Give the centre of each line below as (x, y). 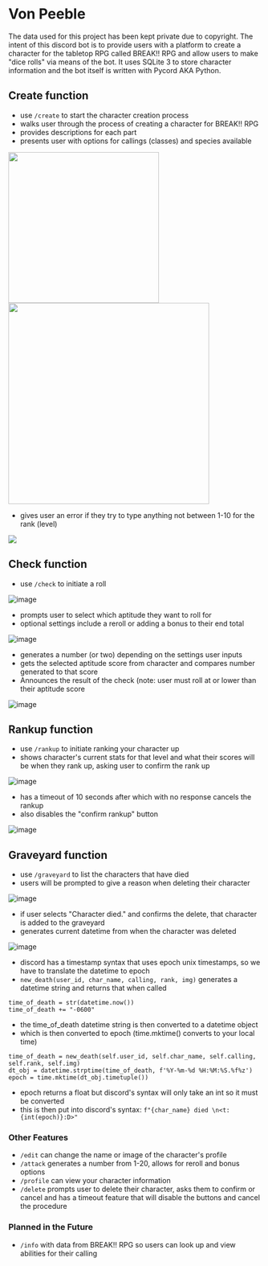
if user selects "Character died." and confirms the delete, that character (138, 915)
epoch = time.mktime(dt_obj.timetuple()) (79, 1078)
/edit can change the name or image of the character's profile (123, 1155)
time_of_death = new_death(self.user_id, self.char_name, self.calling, (132, 1057)
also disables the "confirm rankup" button (89, 814)
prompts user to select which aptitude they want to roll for (116, 615)
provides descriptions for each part (78, 132)
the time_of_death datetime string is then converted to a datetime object (139, 1025)
